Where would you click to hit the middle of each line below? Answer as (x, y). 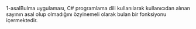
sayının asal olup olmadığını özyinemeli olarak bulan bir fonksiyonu (86, 14)
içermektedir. (22, 20)
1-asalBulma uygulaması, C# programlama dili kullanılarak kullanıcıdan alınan (98, 8)
